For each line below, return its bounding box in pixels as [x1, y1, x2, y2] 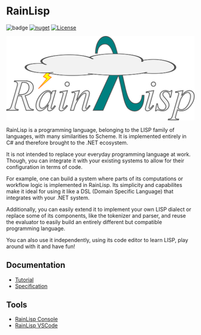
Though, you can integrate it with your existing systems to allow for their [6, 157, 184, 164]
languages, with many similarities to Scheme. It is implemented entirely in [6, 132, 187, 140]
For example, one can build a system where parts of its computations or [6, 175, 184, 182]
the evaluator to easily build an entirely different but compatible [6, 218, 163, 225]
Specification [14, 282, 48, 289]
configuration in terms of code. [6, 163, 83, 170]
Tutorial [14, 276, 34, 283]
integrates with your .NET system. [6, 194, 90, 201]
